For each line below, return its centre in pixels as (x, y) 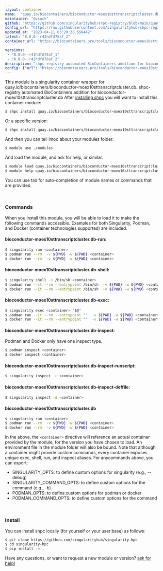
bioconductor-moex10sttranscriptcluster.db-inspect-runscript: (70, 366)
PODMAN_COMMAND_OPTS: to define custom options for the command (84, 498)
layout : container (24, 9)
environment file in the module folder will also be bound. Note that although (81, 447)
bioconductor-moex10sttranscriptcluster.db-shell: (57, 270)
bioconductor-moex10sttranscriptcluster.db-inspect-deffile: (67, 387)
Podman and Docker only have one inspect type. (54, 341)
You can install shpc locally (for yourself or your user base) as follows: (75, 531)
